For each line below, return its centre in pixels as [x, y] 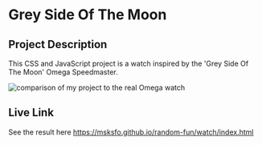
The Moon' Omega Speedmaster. [63, 72]
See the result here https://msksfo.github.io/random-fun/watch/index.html [131, 132]
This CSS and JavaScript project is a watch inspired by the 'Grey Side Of [129, 63]
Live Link [31, 113]
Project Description [58, 44]
